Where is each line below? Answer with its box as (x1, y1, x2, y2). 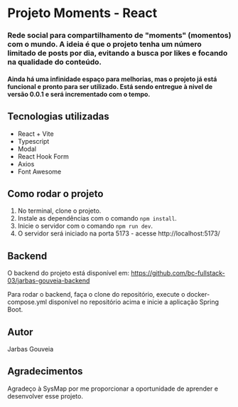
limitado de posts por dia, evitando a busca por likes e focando (7, 48, 228, 58)
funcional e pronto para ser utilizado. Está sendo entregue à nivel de (7, 82, 213, 90)
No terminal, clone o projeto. (17, 206, 102, 215)
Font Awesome (17, 167, 62, 176)
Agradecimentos (7, 365, 83, 378)
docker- (186, 290, 210, 299)
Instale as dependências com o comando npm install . (17, 214, 178, 223)
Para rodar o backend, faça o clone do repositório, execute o (7, 290, 185, 299)
